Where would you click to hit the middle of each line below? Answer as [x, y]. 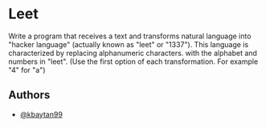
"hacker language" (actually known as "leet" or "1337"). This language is [129, 44]
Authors [29, 95]
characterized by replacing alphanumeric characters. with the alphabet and [133, 53]
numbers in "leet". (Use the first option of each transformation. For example [133, 62]
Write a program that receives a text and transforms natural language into [130, 36]
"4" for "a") [27, 69]
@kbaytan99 [41, 114]
